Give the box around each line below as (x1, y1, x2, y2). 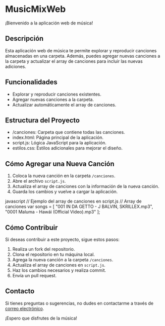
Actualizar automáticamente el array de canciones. (12, 102, 116, 108)
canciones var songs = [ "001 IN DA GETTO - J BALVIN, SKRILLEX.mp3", (5, 204, 154, 210)
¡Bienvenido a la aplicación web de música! (5, 20, 93, 26)
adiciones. (5, 63, 26, 69)
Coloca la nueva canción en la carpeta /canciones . (12, 173, 115, 179)
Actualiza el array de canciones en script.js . (12, 262, 106, 268)
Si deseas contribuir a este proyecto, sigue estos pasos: (5, 236, 120, 242)
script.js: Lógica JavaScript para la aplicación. (12, 140, 107, 146)
